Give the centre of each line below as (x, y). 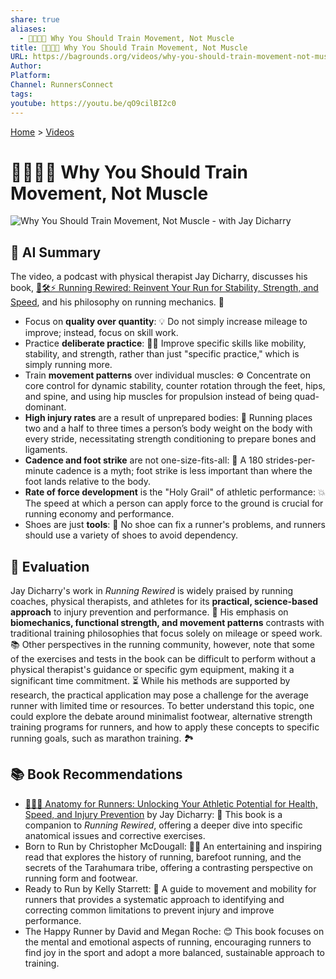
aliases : (28, 29)
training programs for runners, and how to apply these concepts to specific (165, 727)
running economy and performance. (99, 514)
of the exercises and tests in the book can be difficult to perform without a (163, 659)
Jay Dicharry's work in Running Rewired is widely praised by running (152, 591)
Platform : (31, 76)
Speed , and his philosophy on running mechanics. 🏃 (117, 302)
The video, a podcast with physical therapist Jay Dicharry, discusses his (159, 277)
